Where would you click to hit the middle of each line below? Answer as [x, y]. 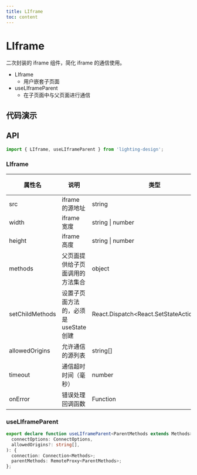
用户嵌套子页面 [41, 82]
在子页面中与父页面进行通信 [57, 95]
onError [20, 399]
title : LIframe [25, 11]
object [101, 269]
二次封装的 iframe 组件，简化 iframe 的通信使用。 [66, 63]
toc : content [22, 17]
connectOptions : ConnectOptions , [52, 439]
